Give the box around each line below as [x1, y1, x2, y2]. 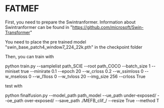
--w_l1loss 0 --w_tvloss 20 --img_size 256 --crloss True [32, 73, 146, 79]
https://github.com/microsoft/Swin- [72, 24, 144, 30]
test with [5, 83, 23, 88]
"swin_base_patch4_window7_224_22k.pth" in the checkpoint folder [5, 44, 143, 50]
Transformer [5, 29, 30, 35]
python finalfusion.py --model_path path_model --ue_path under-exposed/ [5, 92, 157, 98]
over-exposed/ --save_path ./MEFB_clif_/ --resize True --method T [24, 97, 160, 103]
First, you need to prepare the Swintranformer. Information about [5, 19, 136, 25]
